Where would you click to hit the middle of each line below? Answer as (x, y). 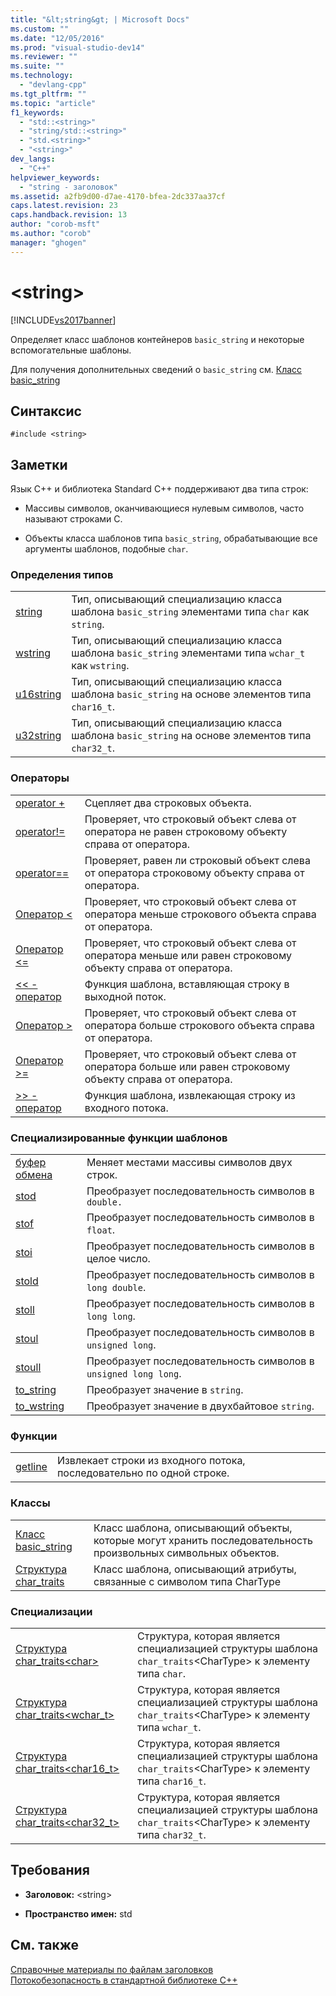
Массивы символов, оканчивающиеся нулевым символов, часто (164, 508)
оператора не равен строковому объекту (186, 831)
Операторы (40, 778)
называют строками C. (73, 519)
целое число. (118, 1259)
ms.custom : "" (40, 29)
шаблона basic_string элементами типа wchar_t (188, 653)
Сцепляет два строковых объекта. (168, 803)
